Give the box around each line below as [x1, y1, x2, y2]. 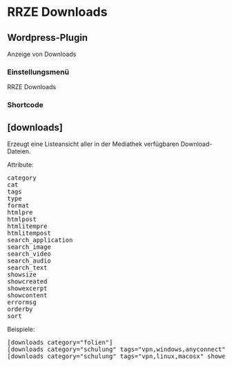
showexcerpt [7, 285, 48, 292]
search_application [7, 236, 73, 244]
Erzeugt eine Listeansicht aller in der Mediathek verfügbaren [7, 140, 180, 149]
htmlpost [7, 216, 37, 223]
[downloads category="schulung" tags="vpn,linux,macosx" [7, 352, 204, 360]
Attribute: [7, 160, 34, 169]
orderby [7, 305, 33, 313]
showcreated [7, 278, 48, 285]
